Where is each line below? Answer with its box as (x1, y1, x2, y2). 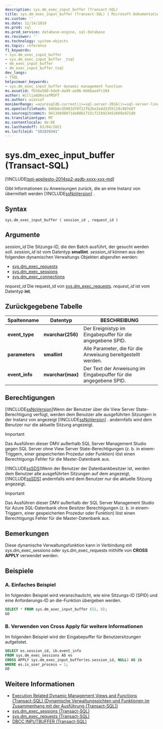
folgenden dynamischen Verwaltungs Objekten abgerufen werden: (5, 254, 138, 260)
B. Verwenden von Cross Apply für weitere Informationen (5, 623, 143, 630)
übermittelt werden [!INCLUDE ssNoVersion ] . (5, 191, 95, 197)
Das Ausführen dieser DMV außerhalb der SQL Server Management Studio (5, 500, 154, 506)
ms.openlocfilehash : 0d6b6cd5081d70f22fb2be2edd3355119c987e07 (5, 106, 136, 112)
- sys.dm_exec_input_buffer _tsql (5, 57, 75, 62)
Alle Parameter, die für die (83, 345, 143, 352)
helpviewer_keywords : (5, 79, 49, 84)
